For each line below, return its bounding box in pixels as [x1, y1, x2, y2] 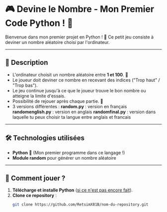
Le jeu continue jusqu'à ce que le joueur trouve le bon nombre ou [12, 87, 146, 93]
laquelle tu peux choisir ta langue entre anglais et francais [12, 114, 131, 120]
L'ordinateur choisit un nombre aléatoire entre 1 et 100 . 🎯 [12, 71, 128, 77]
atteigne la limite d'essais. [12, 93, 66, 99]
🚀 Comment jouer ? [5, 174, 66, 182]
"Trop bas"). [12, 82, 38, 88]
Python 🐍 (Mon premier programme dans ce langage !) [12, 150, 125, 156]
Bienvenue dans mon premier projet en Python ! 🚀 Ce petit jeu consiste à [5, 34, 154, 40]
